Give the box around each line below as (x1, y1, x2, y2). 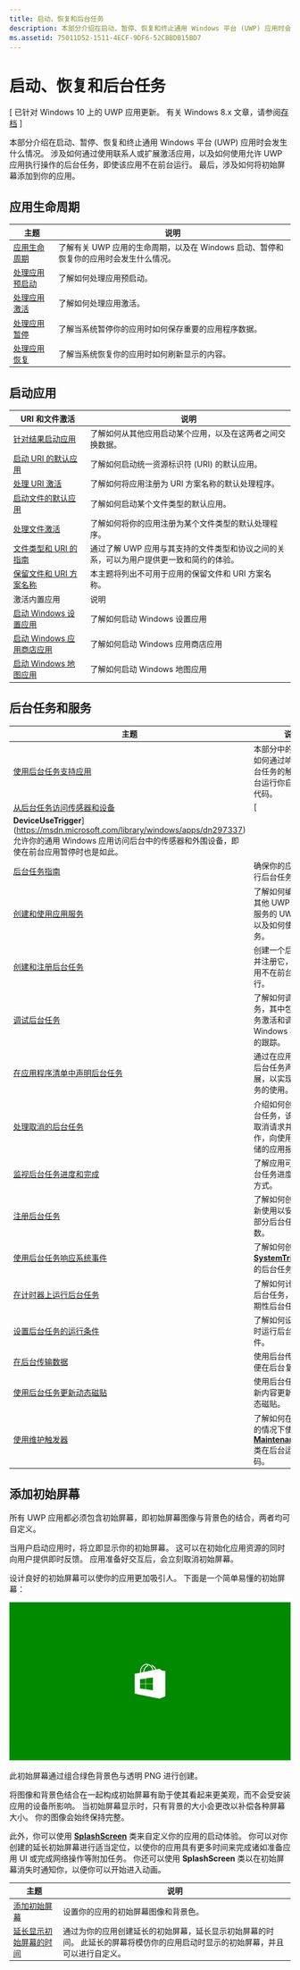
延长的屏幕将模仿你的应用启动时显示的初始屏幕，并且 (87, 1936, 284, 1948)
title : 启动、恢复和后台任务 (9, 14, 104, 23)
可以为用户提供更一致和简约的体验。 (105, 554, 239, 565)
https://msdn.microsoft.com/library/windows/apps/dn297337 (16, 825, 244, 835)
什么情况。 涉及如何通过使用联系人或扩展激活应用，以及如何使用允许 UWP (9, 148, 283, 159)
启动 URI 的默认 (12, 453, 70, 464)
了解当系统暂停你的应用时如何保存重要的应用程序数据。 (57, 323, 262, 334)
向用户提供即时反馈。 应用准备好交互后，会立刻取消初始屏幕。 (9, 1553, 238, 1564)
